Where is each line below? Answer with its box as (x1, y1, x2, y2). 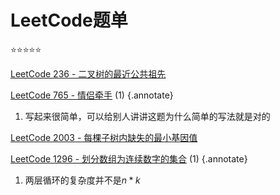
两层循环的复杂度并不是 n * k (24, 174, 141, 186)
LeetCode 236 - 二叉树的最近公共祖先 (10, 67, 167, 80)
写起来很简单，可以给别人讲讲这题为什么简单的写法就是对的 (24, 110, 271, 122)
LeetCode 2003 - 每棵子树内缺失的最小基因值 (10, 131, 198, 143)
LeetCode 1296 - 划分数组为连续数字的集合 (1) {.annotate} (10, 152, 248, 165)
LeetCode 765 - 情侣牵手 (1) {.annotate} (10, 89, 174, 101)
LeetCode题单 (10, 9, 128, 32)
